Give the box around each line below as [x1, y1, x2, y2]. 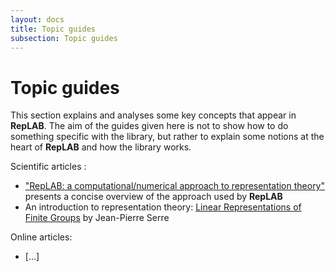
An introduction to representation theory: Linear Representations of [24, 201, 302, 213]
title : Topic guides [10, 24, 97, 34]
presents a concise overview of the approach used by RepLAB [24, 191, 283, 203]
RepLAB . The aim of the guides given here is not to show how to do [10, 120, 289, 132]
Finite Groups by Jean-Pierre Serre [24, 212, 170, 224]
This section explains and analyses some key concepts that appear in [10, 109, 297, 121]
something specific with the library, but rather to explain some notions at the [10, 131, 325, 143]
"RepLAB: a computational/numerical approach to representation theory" [24, 180, 326, 192]
